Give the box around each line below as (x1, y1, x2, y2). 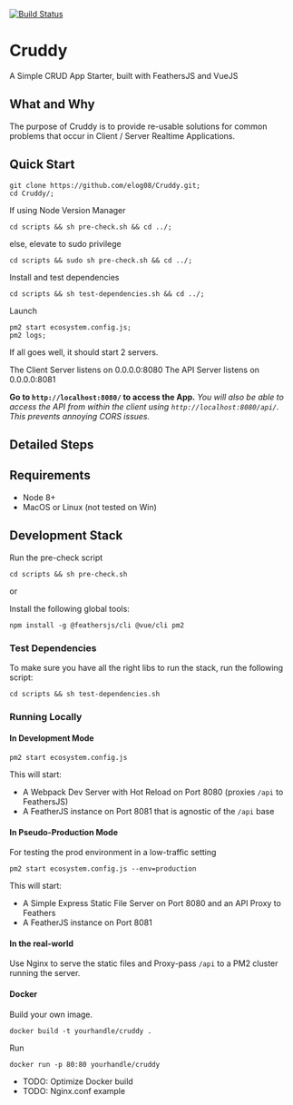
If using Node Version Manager (9, 204, 126, 215)
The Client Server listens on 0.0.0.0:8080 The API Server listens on (9, 364, 260, 375)
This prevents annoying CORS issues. (9, 410, 151, 421)
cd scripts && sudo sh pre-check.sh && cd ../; (9, 255, 193, 265)
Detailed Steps (9, 437, 94, 452)
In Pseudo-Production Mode (9, 826, 119, 837)
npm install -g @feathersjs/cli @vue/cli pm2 (9, 620, 184, 630)
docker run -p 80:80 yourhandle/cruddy (9, 1060, 161, 1069)
